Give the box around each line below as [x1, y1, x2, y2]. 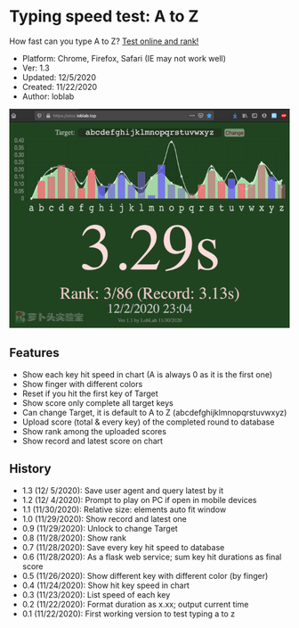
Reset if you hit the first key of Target [21, 388, 158, 399]
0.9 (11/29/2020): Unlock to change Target [21, 523, 178, 533]
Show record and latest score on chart [21, 435, 163, 446]
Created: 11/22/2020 [21, 81, 98, 92]
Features [9, 345, 60, 360]
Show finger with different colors [21, 378, 143, 389]
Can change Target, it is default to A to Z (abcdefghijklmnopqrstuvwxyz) [21, 407, 287, 417]
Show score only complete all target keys [21, 397, 174, 408]
